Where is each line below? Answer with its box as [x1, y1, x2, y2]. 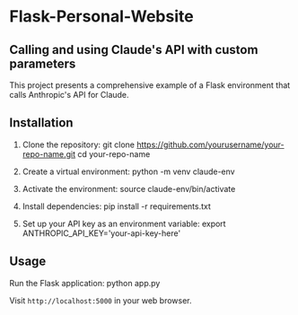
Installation [9, 115, 74, 131]
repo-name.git [22, 148, 76, 159]
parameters [9, 56, 76, 71]
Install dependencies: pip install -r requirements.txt [22, 200, 211, 212]
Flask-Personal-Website [9, 6, 195, 27]
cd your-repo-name [77, 148, 151, 159]
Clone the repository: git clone [22, 139, 135, 150]
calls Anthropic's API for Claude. [9, 90, 129, 100]
